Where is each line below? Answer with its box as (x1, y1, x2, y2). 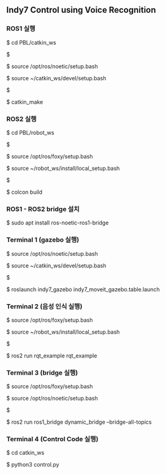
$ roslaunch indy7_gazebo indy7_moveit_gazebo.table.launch (6, 285, 160, 293)
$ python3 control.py (6, 461, 59, 468)
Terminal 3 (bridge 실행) (6, 368, 78, 377)
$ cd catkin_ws (6, 449, 45, 456)
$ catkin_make (6, 98, 43, 105)
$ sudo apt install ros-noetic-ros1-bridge (6, 219, 109, 226)
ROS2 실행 (6, 115, 37, 123)
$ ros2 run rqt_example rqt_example (6, 352, 97, 359)
